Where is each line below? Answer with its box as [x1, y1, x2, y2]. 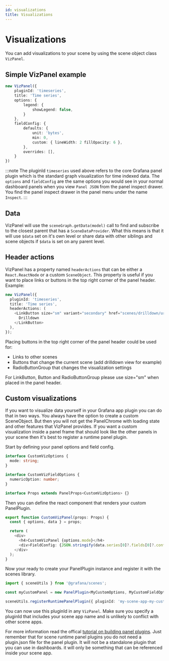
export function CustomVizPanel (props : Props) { [5, 515, 109, 520]
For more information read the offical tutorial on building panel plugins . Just [5, 629, 162, 635]
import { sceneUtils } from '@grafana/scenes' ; [5, 581, 107, 586]
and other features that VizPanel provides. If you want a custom [5, 423, 137, 429]
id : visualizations [5, 7, 46, 13]
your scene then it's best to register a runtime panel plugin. [5, 434, 128, 440]
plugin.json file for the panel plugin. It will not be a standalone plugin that [5, 639, 156, 645]
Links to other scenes [12, 353, 58, 360]
